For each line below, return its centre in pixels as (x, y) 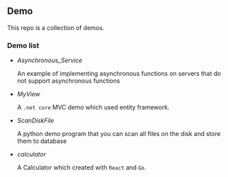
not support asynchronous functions (68, 81)
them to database (42, 141)
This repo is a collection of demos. (56, 27)
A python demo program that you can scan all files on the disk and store (119, 134)
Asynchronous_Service (50, 60)
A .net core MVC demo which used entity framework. (93, 107)
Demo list (23, 45)
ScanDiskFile (36, 121)
